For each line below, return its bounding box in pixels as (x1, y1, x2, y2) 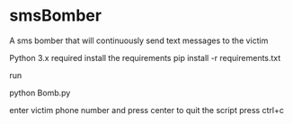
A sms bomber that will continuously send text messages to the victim (9, 35, 269, 46)
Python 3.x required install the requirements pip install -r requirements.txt (9, 52, 281, 63)
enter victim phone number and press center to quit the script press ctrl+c (9, 104, 285, 115)
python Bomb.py (9, 87, 71, 98)
